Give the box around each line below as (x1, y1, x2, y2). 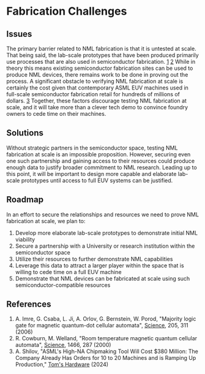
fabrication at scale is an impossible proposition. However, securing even (6, 150, 191, 158)
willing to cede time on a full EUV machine (15, 268, 122, 275)
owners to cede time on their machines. (6, 110, 106, 117)
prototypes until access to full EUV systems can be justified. (21, 177, 173, 184)
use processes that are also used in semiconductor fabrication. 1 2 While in (6, 58, 196, 65)
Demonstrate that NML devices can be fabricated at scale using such (15, 275, 190, 282)
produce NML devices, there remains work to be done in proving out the (6, 71, 188, 78)
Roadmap (6, 194, 44, 205)
